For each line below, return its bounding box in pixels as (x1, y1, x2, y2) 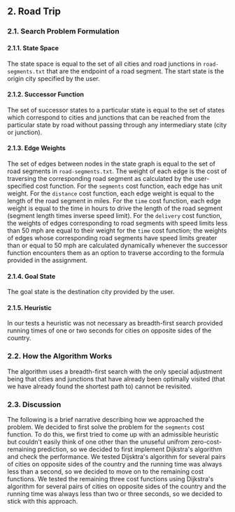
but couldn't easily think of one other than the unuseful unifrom (7, 437, 190, 446)
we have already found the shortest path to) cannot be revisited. (7, 382, 192, 390)
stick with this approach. (7, 497, 78, 505)
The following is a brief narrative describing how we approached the (7, 415, 204, 423)
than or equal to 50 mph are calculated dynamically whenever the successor (7, 241, 228, 249)
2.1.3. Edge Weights (7, 144, 66, 152)
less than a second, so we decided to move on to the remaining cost (7, 467, 204, 476)
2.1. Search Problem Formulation (7, 27, 120, 36)
